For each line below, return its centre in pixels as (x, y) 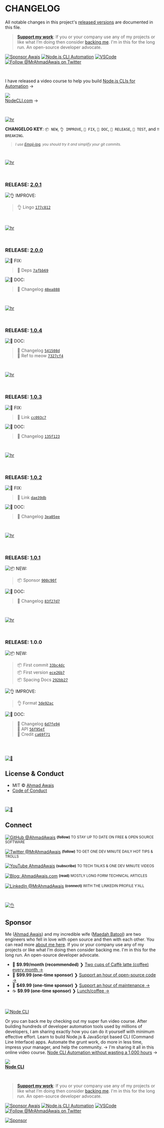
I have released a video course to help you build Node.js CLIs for (70, 81)
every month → (27, 970)
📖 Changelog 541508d (38, 350)
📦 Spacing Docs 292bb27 (42, 680)
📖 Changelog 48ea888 (38, 289)
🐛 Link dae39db (32, 497)
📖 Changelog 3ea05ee (38, 516)
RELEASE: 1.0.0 (24, 642)
